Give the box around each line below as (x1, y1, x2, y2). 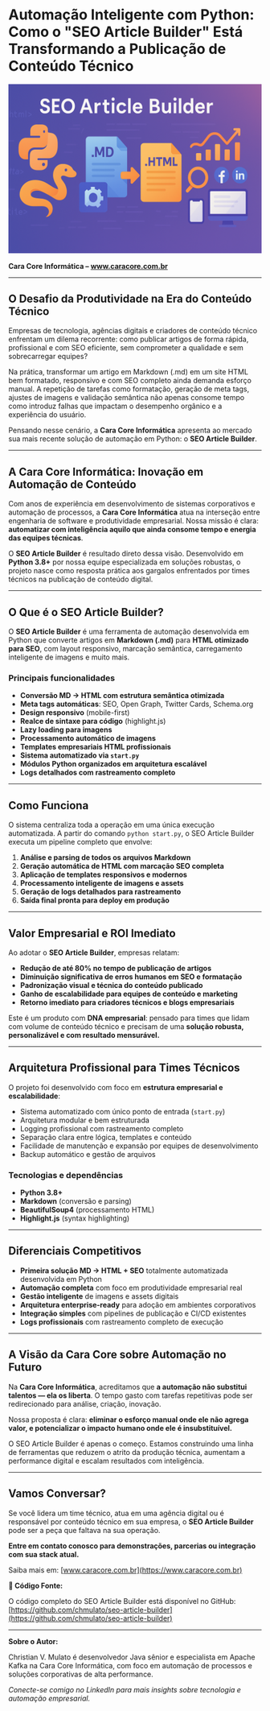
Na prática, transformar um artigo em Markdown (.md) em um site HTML (8, 367, 249, 377)
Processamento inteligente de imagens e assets (19, 878, 184, 888)
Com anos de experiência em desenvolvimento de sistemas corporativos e (8, 499, 256, 509)
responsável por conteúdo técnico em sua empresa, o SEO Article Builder (8, 1516, 255, 1527)
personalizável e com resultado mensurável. (8, 1030, 160, 1039)
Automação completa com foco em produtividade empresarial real (19, 1283, 243, 1292)
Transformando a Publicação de (8, 40, 227, 58)
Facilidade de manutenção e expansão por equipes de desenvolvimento (19, 1141, 259, 1151)
